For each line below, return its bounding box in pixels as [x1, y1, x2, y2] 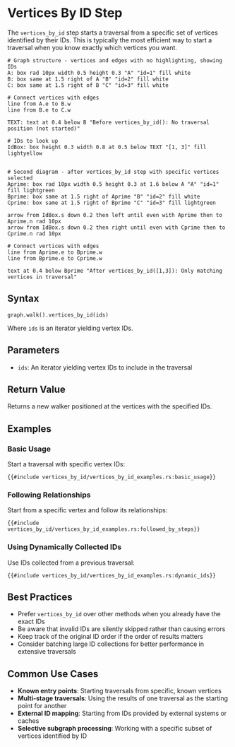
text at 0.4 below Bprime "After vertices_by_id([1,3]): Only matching [7, 267, 222, 274]
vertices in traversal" [7, 273, 78, 281]
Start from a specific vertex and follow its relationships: [7, 506, 168, 514]
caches [17, 717, 40, 725]
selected [7, 175, 33, 182]
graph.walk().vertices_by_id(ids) [7, 311, 109, 319]
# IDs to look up [7, 137, 59, 144]
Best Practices [7, 592, 73, 604]
